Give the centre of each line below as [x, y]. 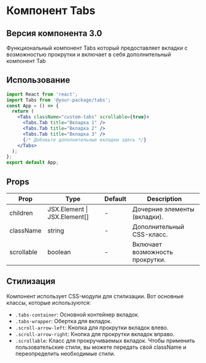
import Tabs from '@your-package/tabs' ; [59, 100]
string [56, 230]
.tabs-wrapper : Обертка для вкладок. [63, 321]
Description [164, 199]
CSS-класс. [150, 234]
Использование [38, 80]
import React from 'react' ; [42, 94]
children [21, 213]
